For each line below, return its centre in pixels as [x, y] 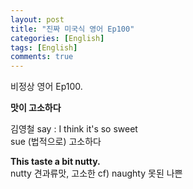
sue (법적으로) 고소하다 [56, 142]
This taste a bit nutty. [55, 162]
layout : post [37, 19]
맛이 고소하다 [36, 108]
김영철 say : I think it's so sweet [74, 129]
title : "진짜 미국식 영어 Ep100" [72, 29]
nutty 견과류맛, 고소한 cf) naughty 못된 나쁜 [96, 173]
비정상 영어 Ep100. [46, 87]
